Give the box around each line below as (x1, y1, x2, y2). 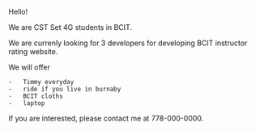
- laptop (8, 99, 45, 108)
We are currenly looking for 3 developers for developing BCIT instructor (8, 38, 248, 48)
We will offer (8, 62, 50, 72)
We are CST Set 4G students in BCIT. (8, 23, 132, 32)
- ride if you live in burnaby (8, 85, 122, 93)
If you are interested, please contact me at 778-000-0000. (8, 113, 204, 123)
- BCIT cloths (8, 92, 63, 100)
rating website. (8, 47, 58, 56)
